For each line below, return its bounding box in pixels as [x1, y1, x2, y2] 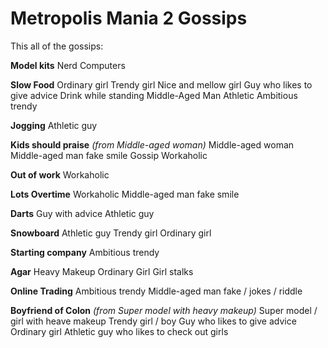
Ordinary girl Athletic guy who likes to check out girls [10, 325, 229, 337]
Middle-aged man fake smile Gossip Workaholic [10, 149, 208, 161]
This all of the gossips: [10, 40, 104, 52]
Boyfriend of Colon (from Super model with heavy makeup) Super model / [10, 304, 318, 316]
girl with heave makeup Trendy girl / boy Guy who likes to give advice [10, 315, 297, 327]
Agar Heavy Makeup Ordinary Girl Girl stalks [10, 265, 194, 277]
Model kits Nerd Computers [10, 59, 126, 71]
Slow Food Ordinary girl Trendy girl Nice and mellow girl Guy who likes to [10, 78, 313, 91]
